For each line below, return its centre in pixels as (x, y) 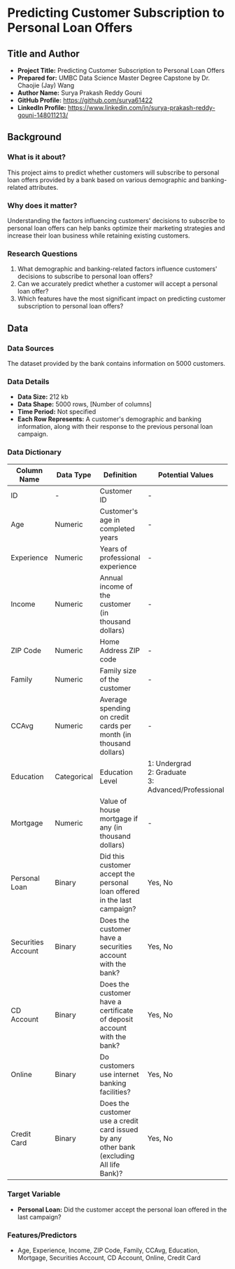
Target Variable (34, 1194)
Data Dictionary (34, 452)
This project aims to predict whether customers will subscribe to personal (113, 172)
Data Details (28, 381)
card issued (119, 1130)
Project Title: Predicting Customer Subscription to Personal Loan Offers (121, 70)
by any (111, 1138)
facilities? (115, 1092)
